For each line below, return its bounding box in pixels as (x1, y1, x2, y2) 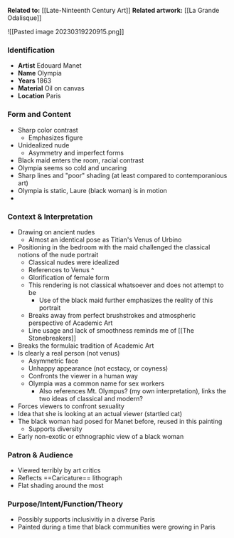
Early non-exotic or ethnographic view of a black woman (17, 432, 184, 440)
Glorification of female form (28, 273, 110, 281)
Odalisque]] (7, 14, 42, 22)
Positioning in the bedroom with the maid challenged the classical (17, 242, 211, 252)
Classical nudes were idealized (28, 258, 119, 267)
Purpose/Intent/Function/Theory (7, 499, 123, 509)
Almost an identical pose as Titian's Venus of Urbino (28, 235, 182, 244)
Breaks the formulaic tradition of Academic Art (17, 341, 154, 350)
